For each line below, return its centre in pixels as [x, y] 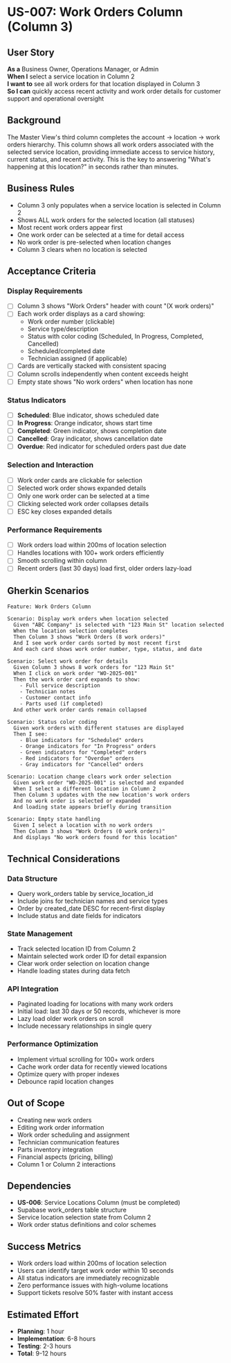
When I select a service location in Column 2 [71, 76]
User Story [31, 52]
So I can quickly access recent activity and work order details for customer [114, 91]
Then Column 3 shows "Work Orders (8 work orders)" [90, 637]
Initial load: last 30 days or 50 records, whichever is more [99, 1011]
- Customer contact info [55, 698]
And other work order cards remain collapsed [80, 710]
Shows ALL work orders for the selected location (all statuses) [106, 220]
